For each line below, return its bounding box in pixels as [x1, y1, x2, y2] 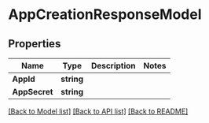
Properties [8, 37, 61, 50]
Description [90, 61, 136, 71]
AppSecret [12, 87, 53, 97]
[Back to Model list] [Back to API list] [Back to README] [8, 106, 189, 116]
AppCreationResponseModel [8, 6, 202, 24]
